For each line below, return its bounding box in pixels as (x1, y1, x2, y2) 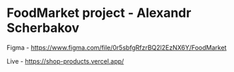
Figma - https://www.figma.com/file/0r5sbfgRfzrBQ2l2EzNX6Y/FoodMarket (6, 43, 227, 52)
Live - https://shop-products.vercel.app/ (6, 56, 124, 65)
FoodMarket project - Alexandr (6, 5, 192, 21)
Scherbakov (6, 20, 80, 36)
